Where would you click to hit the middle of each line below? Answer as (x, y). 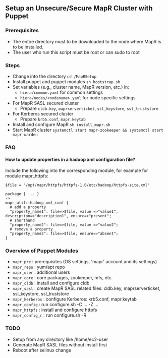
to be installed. (28, 47)
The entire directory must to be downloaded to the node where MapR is (87, 41)
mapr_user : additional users (41, 272)
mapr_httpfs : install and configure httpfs (55, 310)
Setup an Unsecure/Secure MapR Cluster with (79, 8)
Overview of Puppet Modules (42, 251)
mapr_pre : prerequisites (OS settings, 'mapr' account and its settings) (85, 262)
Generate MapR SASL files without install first (60, 344)
